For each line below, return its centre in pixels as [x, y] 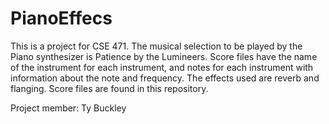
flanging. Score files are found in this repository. [109, 88]
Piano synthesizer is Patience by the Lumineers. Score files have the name [164, 56]
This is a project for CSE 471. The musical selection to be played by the [156, 46]
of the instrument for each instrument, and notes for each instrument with [162, 67]
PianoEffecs [61, 18]
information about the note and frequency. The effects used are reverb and [165, 78]
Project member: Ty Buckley [68, 108]
